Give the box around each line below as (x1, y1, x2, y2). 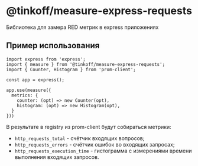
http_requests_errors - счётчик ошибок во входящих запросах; (14, 141, 175, 148)
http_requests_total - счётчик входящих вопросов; (14, 134, 145, 142)
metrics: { (11, 92, 38, 98)
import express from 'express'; (6, 56, 86, 62)
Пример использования (6, 41, 100, 51)
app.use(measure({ (6, 87, 51, 93)
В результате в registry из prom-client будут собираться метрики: (6, 123, 171, 130)
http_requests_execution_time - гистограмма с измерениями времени (14, 147, 192, 154)
